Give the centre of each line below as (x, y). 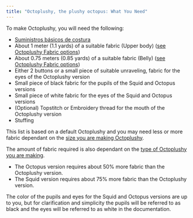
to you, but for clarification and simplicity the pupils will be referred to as (94, 203)
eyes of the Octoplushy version (52, 77)
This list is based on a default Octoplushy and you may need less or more (94, 132)
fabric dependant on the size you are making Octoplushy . (75, 137)
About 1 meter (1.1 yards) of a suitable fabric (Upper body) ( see (90, 46)
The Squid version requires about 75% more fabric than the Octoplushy (101, 179)
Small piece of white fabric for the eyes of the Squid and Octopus (93, 95)
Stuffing (24, 120)
